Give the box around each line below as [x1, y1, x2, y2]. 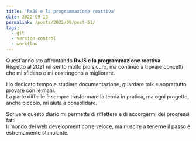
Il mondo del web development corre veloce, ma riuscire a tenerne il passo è [6, 123, 191, 130]
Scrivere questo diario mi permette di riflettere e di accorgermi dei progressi [6, 110, 190, 117]
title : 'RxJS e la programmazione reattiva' [6, 8, 116, 15]
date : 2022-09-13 [6, 14, 49, 20]
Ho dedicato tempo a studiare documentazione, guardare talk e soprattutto [6, 80, 187, 87]
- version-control [11, 36, 57, 41]
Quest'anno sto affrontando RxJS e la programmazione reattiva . [6, 57, 163, 64]
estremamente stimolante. [6, 129, 69, 136]
